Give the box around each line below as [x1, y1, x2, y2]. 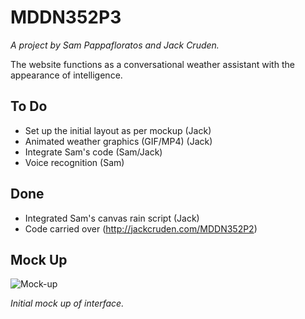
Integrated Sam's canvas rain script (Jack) [24, 212, 200, 224]
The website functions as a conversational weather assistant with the [10, 58, 295, 70]
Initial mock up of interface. [10, 297, 125, 310]
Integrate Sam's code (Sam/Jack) [24, 146, 163, 158]
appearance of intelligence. [10, 69, 123, 81]
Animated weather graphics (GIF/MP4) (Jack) [24, 135, 213, 147]
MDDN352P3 [10, 6, 122, 29]
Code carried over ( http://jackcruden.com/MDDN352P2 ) [24, 222, 258, 235]
